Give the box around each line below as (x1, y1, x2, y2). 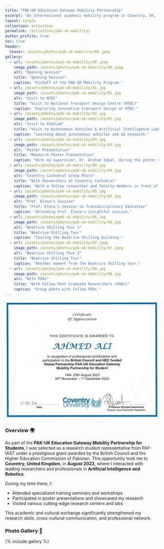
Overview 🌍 (5, 427, 35, 433)
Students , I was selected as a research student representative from (5, 445, 141, 451)
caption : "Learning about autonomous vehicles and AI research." (14, 132, 150, 137)
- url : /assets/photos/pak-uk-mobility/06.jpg (9, 215, 106, 219)
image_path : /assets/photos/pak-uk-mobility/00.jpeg (14, 65, 123, 70)
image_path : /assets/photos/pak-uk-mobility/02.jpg (14, 117, 121, 121)
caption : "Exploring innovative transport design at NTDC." (14, 106, 139, 111)
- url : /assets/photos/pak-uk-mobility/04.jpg (9, 163, 106, 168)
